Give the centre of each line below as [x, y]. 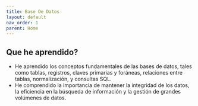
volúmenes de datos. [40, 98]
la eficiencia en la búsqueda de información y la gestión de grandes [98, 92]
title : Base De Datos [33, 12]
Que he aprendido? [42, 52]
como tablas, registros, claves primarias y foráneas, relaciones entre [99, 73]
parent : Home [22, 28]
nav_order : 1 [22, 23]
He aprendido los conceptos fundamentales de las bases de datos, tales [103, 66]
